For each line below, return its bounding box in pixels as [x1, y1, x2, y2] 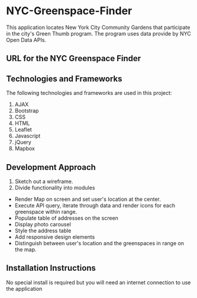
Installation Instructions [6, 263, 96, 273]
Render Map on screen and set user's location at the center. [14, 196, 162, 203]
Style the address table [14, 227, 72, 234]
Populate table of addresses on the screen [14, 214, 118, 222]
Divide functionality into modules [14, 184, 95, 191]
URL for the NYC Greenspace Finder [6, 53, 141, 63]
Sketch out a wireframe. [14, 178, 73, 185]
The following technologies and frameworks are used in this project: [6, 89, 172, 97]
